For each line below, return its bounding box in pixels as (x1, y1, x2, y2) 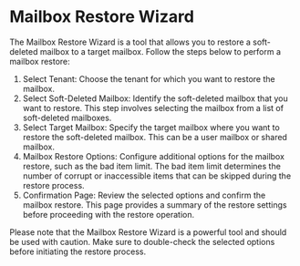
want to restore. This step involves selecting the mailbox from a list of (22, 102, 284, 113)
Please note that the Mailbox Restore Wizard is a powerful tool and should (9, 226, 287, 238)
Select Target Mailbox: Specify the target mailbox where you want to (22, 121, 280, 133)
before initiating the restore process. (9, 246, 147, 257)
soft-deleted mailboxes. (22, 112, 112, 123)
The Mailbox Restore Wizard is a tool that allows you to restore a (9, 36, 251, 47)
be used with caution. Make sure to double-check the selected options (9, 236, 275, 247)
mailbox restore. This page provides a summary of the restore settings (22, 199, 287, 210)
